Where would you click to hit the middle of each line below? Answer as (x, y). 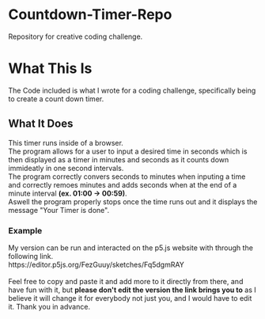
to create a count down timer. (56, 99)
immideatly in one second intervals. (66, 168)
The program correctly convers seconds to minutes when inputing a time (127, 177)
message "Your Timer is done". (59, 210)
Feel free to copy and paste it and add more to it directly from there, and (126, 281)
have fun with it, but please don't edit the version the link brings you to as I (132, 290)
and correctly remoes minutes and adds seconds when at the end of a (123, 184)
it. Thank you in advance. (49, 306)
